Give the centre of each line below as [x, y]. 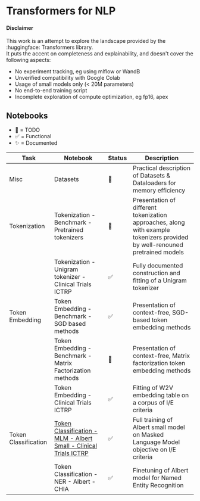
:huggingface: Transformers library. [50, 47]
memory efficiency [159, 191]
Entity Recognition [158, 486]
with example [151, 230]
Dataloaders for [155, 183]
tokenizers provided [161, 238]
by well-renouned [158, 245]
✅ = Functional [33, 136]
